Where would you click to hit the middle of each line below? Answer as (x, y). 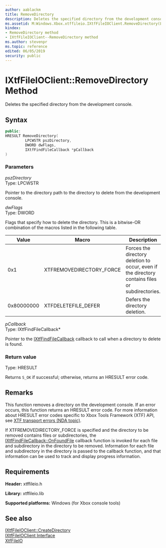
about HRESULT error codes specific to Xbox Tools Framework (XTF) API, (80, 415)
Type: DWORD (20, 213)
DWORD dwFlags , (41, 145)
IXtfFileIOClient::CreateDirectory (38, 530)
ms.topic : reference (26, 46)
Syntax (16, 120)
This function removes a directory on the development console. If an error (80, 405)
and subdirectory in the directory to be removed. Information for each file (80, 446)
